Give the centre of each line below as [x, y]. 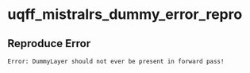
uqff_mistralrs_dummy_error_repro [125, 15]
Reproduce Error [49, 44]
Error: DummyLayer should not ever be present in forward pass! [116, 61]
